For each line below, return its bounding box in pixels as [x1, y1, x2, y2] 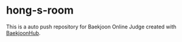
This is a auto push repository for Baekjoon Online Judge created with [6, 23, 177, 30]
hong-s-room [6, 4, 74, 17]
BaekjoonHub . [6, 29, 41, 36]
